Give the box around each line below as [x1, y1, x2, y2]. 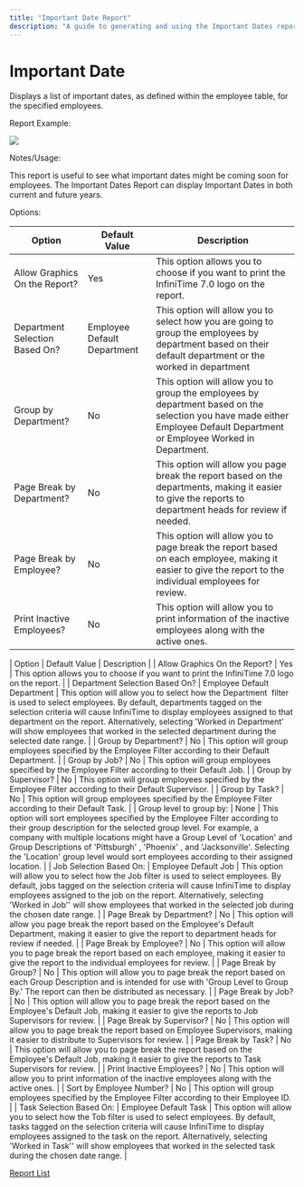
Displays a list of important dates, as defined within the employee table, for [9, 91, 289, 102]
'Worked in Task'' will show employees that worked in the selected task [9, 1141, 276, 1152]
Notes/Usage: [9, 152, 62, 163]
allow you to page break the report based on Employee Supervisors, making [9, 1025, 293, 1035]
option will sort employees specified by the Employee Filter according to [9, 813, 279, 824]
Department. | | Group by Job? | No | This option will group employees [9, 755, 271, 766]
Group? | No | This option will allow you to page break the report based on [9, 967, 286, 978]
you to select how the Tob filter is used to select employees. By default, [9, 1112, 276, 1123]
